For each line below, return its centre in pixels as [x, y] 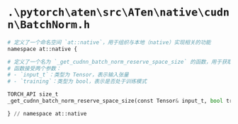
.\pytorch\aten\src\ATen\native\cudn [119, 12]
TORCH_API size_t [33, 94]
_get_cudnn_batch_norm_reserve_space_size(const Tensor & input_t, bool [115, 101]
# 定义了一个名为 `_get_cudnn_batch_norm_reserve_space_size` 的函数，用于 [114, 62]
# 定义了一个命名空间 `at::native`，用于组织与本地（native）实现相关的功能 [109, 42]
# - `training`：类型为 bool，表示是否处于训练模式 [77, 81]
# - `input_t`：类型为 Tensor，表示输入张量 [68, 75]
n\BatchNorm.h [49, 25]
